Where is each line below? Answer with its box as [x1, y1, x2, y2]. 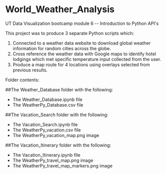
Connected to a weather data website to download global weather [12, 40, 151, 46]
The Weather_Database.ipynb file [12, 96, 83, 102]
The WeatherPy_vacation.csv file [12, 127, 81, 133]
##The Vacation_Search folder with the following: [5, 112, 109, 118]
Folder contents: [5, 77, 40, 83]
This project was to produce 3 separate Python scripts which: [5, 30, 135, 36]
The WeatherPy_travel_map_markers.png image [12, 162, 113, 168]
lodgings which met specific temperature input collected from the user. [12, 56, 161, 62]
